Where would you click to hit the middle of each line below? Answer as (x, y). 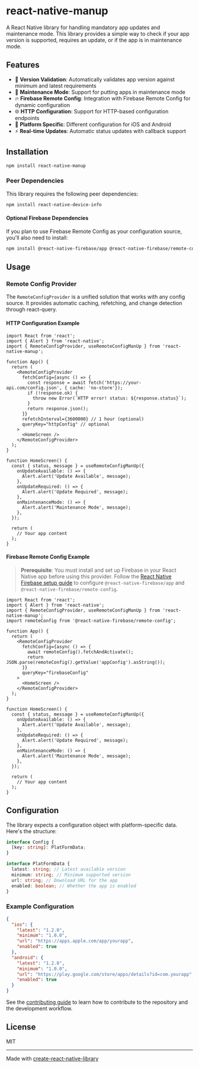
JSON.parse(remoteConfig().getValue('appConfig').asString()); (86, 662)
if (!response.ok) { (53, 393)
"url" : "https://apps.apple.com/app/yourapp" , (75, 941)
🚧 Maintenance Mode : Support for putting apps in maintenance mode (100, 92)
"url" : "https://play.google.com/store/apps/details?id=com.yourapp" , (106, 974)
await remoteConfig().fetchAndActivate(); (81, 652)
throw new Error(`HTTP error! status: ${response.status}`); (109, 398)
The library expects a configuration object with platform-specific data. (92, 825)
